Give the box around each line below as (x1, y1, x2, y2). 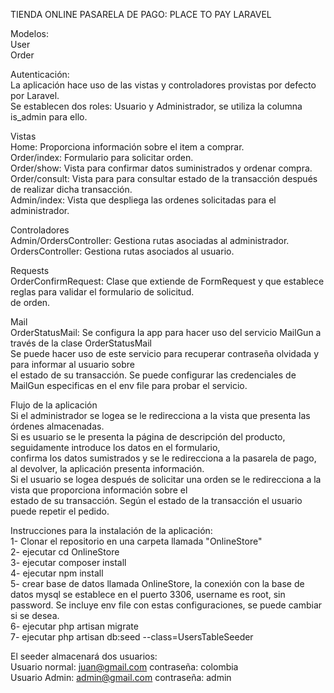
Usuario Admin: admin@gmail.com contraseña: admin (10, 672, 232, 683)
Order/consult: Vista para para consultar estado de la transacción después (10, 173, 318, 184)
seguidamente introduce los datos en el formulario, (10, 442, 221, 453)
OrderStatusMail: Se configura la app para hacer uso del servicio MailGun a (10, 327, 322, 338)
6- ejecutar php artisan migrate (10, 620, 139, 632)
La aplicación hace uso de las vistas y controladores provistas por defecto (10, 79, 317, 91)
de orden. (10, 297, 51, 308)
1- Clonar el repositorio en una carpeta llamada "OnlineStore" (10, 535, 263, 547)
